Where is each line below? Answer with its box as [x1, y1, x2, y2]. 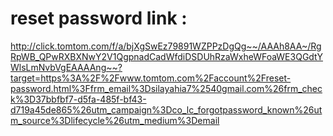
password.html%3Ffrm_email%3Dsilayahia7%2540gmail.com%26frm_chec [10, 82, 323, 94]
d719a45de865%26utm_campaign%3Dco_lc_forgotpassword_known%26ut [10, 103, 323, 116]
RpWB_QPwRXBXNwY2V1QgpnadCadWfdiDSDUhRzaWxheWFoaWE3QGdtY [10, 50, 323, 62]
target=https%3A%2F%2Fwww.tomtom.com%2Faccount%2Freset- [10, 72, 292, 84]
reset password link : [10, 7, 188, 30]
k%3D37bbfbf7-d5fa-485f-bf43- [10, 93, 147, 105]
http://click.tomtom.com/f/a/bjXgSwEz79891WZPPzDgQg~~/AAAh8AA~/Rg [10, 40, 322, 52]
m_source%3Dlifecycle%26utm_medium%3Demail [10, 114, 220, 126]
